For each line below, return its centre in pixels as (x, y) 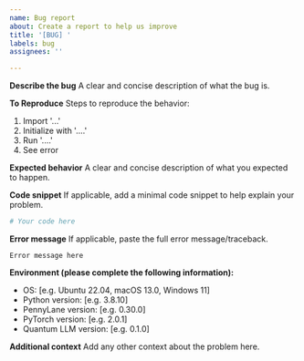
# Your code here (42, 222)
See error (41, 150)
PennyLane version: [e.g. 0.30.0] (84, 309)
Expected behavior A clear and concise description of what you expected (149, 168)
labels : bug (32, 43)
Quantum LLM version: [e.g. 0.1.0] (86, 329)
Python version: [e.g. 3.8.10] (75, 300)
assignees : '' (37, 52)
